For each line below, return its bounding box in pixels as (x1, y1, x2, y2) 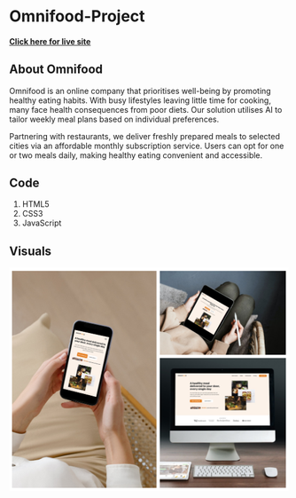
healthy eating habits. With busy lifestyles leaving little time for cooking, (9, 95, 272, 106)
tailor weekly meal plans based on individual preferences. (9, 114, 220, 124)
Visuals (9, 243, 51, 258)
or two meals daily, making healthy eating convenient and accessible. (9, 149, 263, 161)
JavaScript (21, 217, 62, 228)
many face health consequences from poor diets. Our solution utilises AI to (9, 104, 283, 115)
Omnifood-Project (9, 6, 145, 27)
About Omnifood (9, 62, 104, 77)
